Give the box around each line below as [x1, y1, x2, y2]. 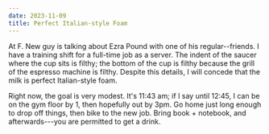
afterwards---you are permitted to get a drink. [8, 116, 161, 126]
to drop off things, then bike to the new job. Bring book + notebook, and [8, 108, 247, 117]
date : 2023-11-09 [8, 11, 67, 20]
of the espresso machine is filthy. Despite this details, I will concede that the [8, 67, 260, 76]
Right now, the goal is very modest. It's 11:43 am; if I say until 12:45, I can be [8, 91, 260, 100]
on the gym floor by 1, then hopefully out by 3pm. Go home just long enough [8, 99, 262, 109]
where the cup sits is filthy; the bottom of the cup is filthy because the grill [8, 58, 255, 68]
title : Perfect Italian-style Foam [8, 19, 128, 27]
